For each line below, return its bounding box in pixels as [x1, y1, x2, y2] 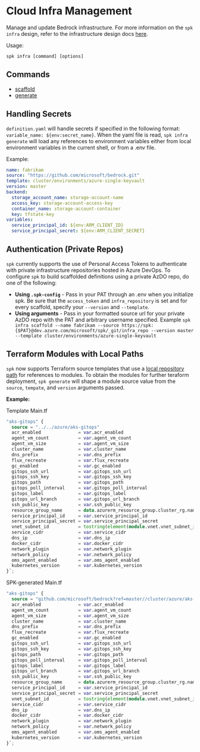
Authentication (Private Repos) [6, 245, 124, 255]
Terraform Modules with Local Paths [6, 349, 144, 359]
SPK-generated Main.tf [6, 579, 62, 586]
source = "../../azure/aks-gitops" [11, 424, 100, 430]
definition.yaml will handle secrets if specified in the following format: [6, 125, 180, 132]
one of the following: [6, 279, 57, 286]
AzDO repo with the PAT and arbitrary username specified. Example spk [14, 316, 191, 323]
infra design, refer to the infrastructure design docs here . [6, 30, 148, 37]
